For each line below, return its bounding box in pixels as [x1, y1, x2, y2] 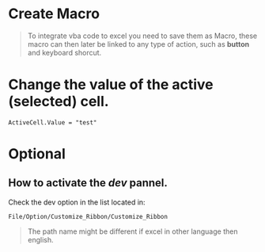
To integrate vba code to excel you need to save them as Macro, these [27, 31, 258, 40]
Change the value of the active [8, 76, 214, 94]
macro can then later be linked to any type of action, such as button [27, 39, 250, 48]
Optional [8, 145, 66, 163]
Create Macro [8, 5, 100, 23]
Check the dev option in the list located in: [8, 197, 146, 207]
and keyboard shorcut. [27, 48, 102, 57]
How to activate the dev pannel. [8, 176, 168, 190]
